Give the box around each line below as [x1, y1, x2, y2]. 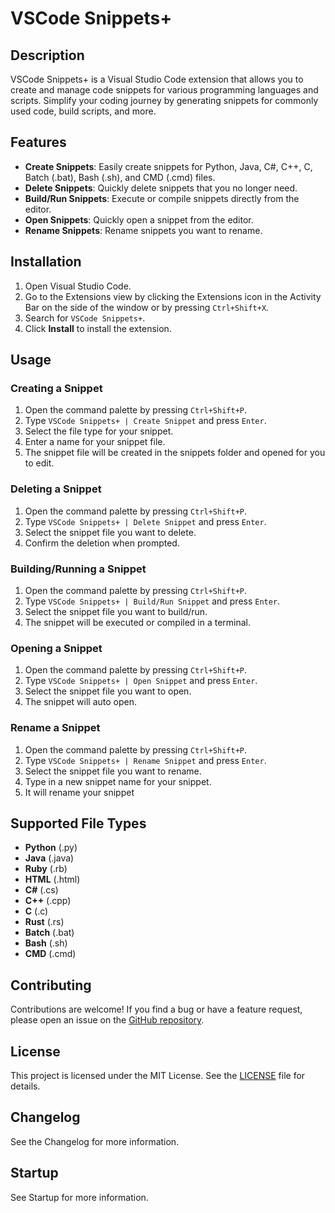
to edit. [24, 457, 55, 469]
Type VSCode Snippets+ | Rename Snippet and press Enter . [24, 754, 267, 766]
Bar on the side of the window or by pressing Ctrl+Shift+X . [24, 301, 270, 313]
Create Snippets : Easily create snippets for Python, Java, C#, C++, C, [24, 160, 313, 172]
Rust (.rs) [24, 916, 65, 928]
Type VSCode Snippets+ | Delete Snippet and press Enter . [24, 515, 267, 527]
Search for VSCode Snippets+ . [24, 312, 146, 324]
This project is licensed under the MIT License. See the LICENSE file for [10, 1069, 306, 1081]
